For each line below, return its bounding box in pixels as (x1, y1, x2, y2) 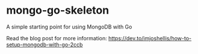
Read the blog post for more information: (6, 34, 107, 42)
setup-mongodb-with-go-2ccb (6, 41, 83, 48)
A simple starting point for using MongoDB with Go (6, 23, 132, 30)
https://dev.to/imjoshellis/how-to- (108, 34, 192, 42)
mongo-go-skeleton (6, 4, 110, 17)
